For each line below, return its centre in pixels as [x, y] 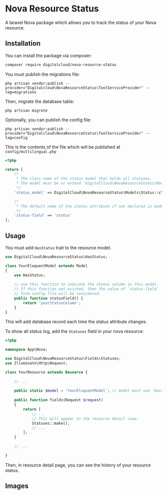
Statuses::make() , [51, 423]
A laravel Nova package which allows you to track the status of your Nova [81, 22]
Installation [23, 44]
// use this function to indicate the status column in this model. [86, 284]
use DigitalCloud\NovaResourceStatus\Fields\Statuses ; [63, 359]
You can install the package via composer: [48, 55]
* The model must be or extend [48, 183]
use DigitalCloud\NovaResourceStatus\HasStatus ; [56, 257]
